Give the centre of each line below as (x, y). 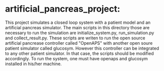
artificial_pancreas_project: (63, 9)
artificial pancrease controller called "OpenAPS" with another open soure (79, 43)
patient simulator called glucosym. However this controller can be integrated (82, 48)
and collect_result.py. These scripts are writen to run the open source (75, 38)
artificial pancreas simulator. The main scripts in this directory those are (77, 27)
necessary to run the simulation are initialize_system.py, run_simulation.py (80, 33)
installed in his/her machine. (34, 64)
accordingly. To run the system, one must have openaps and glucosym (77, 58)
